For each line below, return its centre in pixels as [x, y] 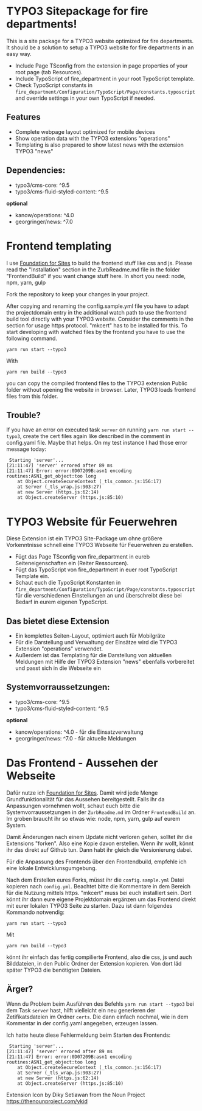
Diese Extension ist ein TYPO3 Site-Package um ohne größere [84, 538]
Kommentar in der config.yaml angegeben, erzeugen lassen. [82, 1023]
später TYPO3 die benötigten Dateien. [54, 970]
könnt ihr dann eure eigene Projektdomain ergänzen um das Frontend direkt [101, 899]
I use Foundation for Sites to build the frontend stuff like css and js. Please [99, 263]
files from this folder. [32, 396]
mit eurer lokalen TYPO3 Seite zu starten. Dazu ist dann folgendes [89, 905]
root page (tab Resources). [49, 72]
